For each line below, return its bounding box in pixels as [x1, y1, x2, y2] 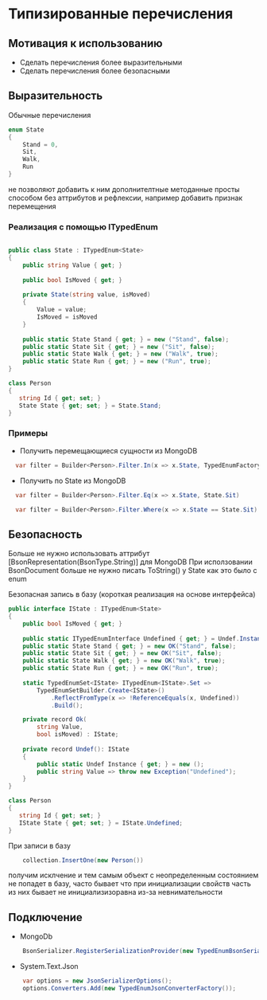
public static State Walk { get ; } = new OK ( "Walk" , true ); [22, 657, 226, 665]
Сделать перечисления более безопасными [19, 66, 171, 76]
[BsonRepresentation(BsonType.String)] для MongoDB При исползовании [8, 557, 253, 567]
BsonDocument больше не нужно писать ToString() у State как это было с [8, 566, 257, 575]
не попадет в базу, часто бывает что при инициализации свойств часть [8, 879, 252, 888]
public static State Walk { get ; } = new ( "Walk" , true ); [22, 350, 219, 359]
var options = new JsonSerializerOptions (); [22, 977, 172, 985]
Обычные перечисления [8, 110, 91, 120]
